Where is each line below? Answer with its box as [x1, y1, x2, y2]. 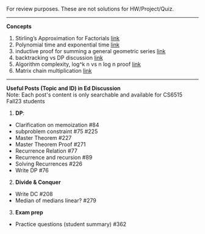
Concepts [6, 23, 32, 30]
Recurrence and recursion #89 [15, 154, 93, 161]
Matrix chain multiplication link [15, 67, 92, 74]
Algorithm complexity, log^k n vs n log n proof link [15, 60, 142, 68]
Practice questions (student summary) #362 [15, 221, 127, 228]
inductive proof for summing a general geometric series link [15, 48, 166, 54]
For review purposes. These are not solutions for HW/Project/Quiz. [6, 5, 174, 12]
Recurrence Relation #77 [15, 147, 77, 155]
